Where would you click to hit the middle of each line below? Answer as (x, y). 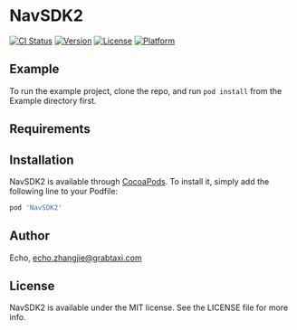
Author (29, 236)
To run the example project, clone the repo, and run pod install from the (146, 90)
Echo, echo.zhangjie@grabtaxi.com (76, 258)
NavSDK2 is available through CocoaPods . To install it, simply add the (139, 181)
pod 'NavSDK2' (36, 207)
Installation (42, 160)
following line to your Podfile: (64, 191)
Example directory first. (53, 100)
